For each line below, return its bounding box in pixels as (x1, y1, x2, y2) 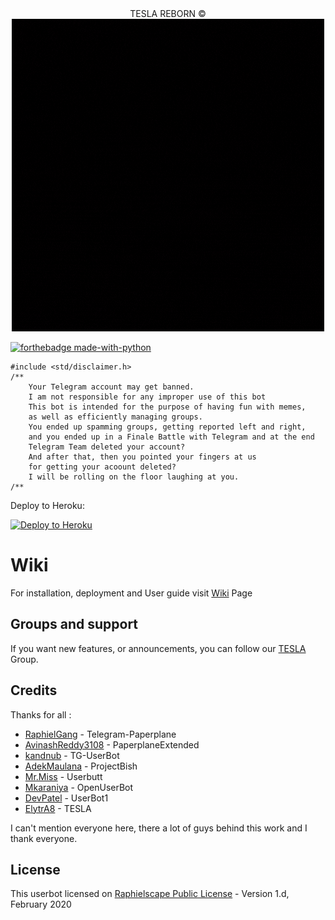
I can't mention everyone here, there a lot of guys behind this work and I (10, 822, 308, 834)
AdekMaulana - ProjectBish (24, 760, 138, 772)
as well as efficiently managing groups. (28, 412, 203, 422)
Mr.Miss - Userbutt (24, 770, 103, 782)
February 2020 (10, 898, 72, 911)
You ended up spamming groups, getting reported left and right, (28, 422, 307, 432)
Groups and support (10, 616, 139, 633)
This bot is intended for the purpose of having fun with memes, (28, 402, 307, 412)
